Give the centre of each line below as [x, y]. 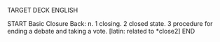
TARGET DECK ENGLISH [43, 10]
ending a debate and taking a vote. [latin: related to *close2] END [101, 31]
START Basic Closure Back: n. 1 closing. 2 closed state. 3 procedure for [110, 23]
